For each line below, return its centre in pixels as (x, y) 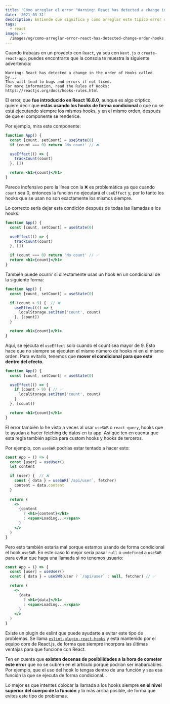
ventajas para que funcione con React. (46, 649)
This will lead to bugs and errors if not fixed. (59, 82)
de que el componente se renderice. (43, 116)
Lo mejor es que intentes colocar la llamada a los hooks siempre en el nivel (83, 685)
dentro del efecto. (25, 362)
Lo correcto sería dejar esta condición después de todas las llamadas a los (83, 208)
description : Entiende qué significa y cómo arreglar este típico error (83, 19)
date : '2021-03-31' (26, 15)
